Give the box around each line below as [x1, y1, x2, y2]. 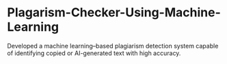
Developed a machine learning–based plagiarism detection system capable [7, 42, 219, 50]
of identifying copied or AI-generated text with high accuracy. [7, 49, 181, 57]
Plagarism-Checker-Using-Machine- [7, 5, 221, 20]
